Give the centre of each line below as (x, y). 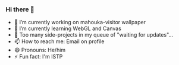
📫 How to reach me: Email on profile (59, 41)
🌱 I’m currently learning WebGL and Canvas (67, 28)
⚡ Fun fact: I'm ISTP (38, 57)
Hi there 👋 (20, 9)
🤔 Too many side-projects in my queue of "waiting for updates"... (94, 35)
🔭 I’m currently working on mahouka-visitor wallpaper (80, 22)
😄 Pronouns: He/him (40, 50)
